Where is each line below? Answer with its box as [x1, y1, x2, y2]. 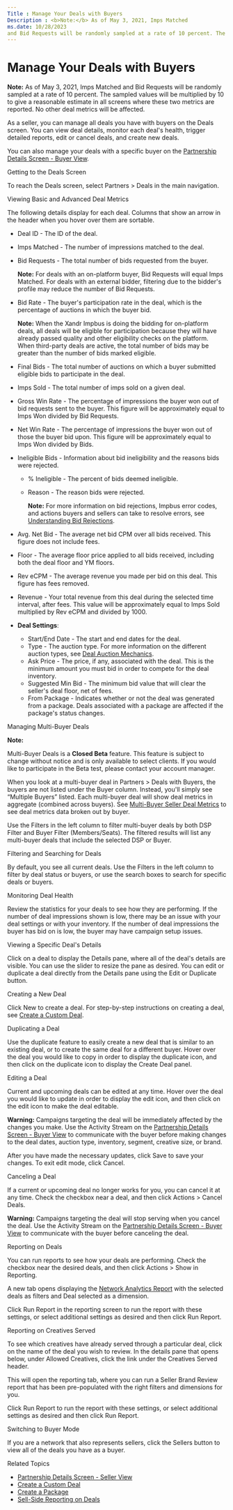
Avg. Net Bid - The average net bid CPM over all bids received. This [17, 530, 211, 538]
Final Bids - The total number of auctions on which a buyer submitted [17, 362, 216, 371]
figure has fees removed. [17, 579, 90, 588]
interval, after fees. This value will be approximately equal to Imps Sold [17, 600, 220, 609]
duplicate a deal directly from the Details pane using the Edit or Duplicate [7, 969, 217, 977]
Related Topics [7, 1460, 50, 1468]
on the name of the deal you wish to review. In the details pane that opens [7, 1347, 219, 1356]
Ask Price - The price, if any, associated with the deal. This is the [27, 657, 214, 665]
